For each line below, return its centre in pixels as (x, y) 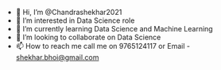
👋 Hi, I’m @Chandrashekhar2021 (69, 12)
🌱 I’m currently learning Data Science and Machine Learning (114, 29)
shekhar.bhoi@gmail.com (57, 57)
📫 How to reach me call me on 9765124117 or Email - (103, 46)
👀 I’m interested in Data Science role (75, 20)
